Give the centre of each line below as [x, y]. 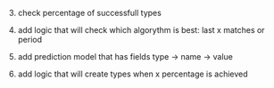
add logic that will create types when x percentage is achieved [133, 74]
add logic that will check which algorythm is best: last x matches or [141, 30]
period [30, 40]
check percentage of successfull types [90, 13]
